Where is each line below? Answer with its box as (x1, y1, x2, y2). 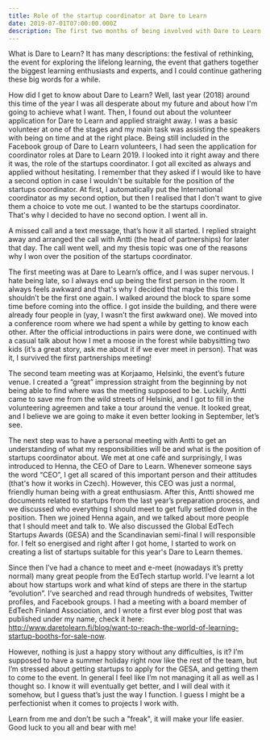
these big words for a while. (8, 74, 101, 85)
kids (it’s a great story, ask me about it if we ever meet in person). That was (8, 345, 258, 354)
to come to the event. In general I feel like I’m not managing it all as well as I (8, 673, 259, 683)
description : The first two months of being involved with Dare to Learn (8, 27, 262, 35)
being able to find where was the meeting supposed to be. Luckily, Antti (8, 386, 247, 395)
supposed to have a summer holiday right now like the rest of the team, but (8, 655, 258, 666)
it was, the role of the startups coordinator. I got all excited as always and (8, 159, 251, 169)
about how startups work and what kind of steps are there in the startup (8, 580, 247, 590)
